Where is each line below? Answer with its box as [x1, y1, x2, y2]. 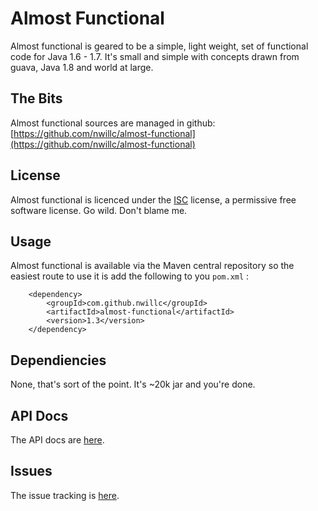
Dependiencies [10, 352, 107, 369]
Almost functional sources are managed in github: [10, 117, 216, 129]
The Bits [10, 90, 63, 107]
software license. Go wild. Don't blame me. [10, 204, 188, 216]
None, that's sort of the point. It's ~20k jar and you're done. [10, 378, 256, 391]
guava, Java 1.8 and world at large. [10, 61, 154, 73]
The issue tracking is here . [10, 489, 120, 501]
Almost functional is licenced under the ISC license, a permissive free [10, 193, 297, 206]
